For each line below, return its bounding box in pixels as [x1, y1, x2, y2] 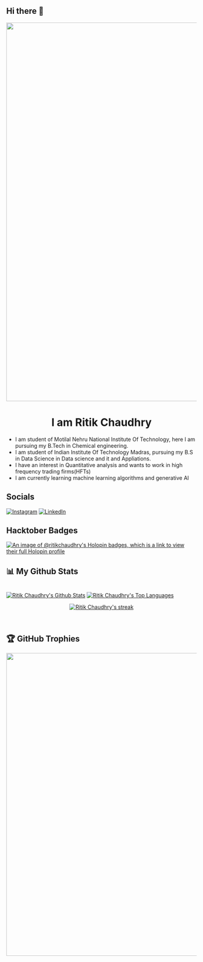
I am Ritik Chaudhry [51, 416, 152, 429]
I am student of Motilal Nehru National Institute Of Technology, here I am [14, 436, 195, 443]
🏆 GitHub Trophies [6, 634, 80, 644]
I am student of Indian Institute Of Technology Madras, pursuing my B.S [14, 448, 193, 456]
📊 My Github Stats [6, 566, 79, 576]
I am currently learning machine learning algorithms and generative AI [14, 474, 189, 482]
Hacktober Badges [6, 525, 78, 536]
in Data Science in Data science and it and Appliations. [14, 455, 151, 462]
